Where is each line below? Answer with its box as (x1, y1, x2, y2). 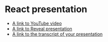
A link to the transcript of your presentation (12, 31, 103, 37)
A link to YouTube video (12, 20, 62, 26)
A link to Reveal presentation (12, 25, 72, 31)
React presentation (5, 4, 88, 15)
